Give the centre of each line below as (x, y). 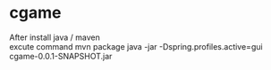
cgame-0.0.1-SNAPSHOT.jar (61, 56)
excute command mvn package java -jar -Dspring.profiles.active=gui (136, 46)
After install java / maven (55, 37)
